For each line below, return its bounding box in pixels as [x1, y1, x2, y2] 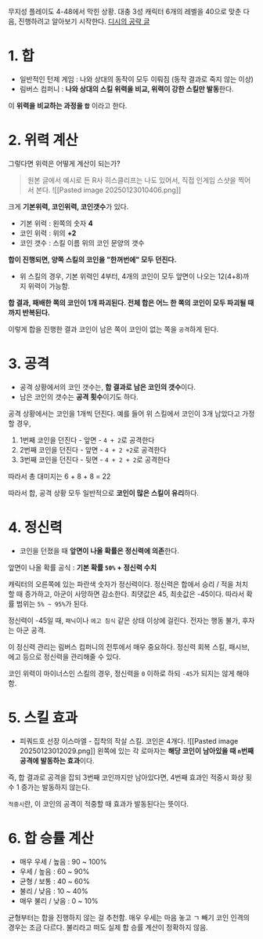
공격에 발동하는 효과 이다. [19, 755, 95, 765]
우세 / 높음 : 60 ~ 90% [19, 866, 90, 876]
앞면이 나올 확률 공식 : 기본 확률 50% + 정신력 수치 [8, 562, 157, 572]
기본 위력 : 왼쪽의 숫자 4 [19, 218, 93, 227]
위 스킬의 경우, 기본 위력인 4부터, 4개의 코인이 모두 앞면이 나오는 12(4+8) [19, 271, 243, 281]
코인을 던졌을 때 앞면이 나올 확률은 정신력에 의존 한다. [19, 546, 180, 555]
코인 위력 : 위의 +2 [19, 228, 77, 238]
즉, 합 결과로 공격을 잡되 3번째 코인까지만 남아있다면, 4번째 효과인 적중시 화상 [8, 772, 244, 782]
